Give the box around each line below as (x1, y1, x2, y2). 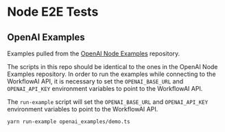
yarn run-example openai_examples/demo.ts (7, 118, 130, 125)
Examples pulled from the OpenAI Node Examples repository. (7, 49, 180, 57)
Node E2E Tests (7, 4, 99, 20)
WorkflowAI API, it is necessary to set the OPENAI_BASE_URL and (7, 77, 184, 85)
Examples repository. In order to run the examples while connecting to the (7, 70, 216, 78)
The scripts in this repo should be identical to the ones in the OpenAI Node (7, 63, 218, 70)
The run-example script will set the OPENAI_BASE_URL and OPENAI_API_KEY (7, 98, 209, 106)
